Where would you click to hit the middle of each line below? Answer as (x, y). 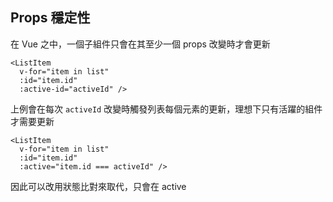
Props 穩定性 (50, 18)
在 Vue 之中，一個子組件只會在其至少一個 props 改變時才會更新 (140, 44)
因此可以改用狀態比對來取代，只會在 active (98, 186)
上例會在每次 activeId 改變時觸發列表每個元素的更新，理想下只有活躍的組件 (166, 109)
